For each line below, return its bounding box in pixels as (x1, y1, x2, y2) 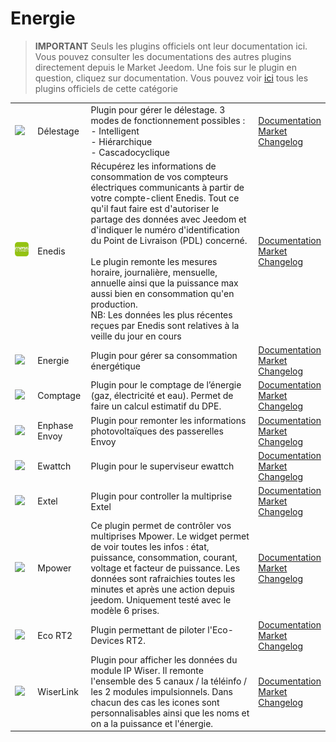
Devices (90, 635, 125, 647)
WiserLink (37, 685, 79, 697)
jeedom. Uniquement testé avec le (90, 594, 232, 606)
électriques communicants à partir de (90, 181, 245, 193)
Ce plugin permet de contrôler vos (90, 520, 232, 532)
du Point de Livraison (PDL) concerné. (90, 234, 248, 246)
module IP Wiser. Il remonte (90, 664, 204, 676)
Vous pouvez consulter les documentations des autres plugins (34, 50, 292, 62)
